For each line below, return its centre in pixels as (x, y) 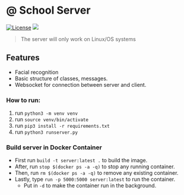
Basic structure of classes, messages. (61, 78)
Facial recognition (37, 72)
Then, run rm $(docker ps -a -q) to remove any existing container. (96, 173)
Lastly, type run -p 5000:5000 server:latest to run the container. (95, 180)
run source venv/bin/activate (52, 119)
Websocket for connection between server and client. (80, 84)
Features (23, 58)
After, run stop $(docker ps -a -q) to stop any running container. (95, 166)
